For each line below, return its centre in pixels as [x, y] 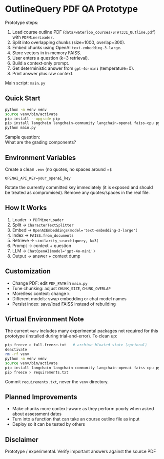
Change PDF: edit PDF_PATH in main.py [50, 283]
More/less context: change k [41, 293]
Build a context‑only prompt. [41, 63]
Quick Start [23, 98]
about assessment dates [37, 414]
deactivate [16, 350]
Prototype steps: [22, 22]
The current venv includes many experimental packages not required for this [82, 331]
